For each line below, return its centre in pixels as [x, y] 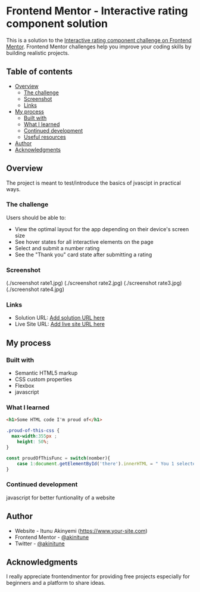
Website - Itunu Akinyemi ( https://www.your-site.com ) [81, 530]
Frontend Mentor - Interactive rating [97, 11]
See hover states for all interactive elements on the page [84, 242]
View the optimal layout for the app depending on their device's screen [102, 229]
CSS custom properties [43, 379]
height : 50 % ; [33, 442]
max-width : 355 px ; [35, 436]
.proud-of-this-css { [33, 431]
